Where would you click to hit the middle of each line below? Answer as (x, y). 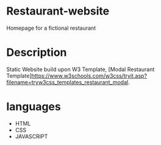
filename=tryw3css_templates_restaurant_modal (67, 82)
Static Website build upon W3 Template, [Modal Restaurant (80, 69)
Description (37, 52)
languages (34, 107)
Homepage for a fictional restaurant (51, 28)
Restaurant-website (58, 11)
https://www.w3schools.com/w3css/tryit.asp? (89, 76)
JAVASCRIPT (31, 136)
